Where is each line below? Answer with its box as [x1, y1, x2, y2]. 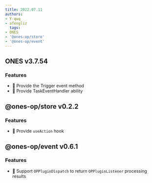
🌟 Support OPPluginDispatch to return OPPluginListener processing [12, 168, 148, 174]
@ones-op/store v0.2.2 [5, 102, 79, 111]
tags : [9, 25, 21, 30]
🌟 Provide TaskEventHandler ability [12, 88, 83, 94]
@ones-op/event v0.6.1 [5, 142, 78, 151]
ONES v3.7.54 [5, 57, 48, 66]
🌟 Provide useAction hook [12, 128, 65, 134]
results [12, 173, 26, 179]
